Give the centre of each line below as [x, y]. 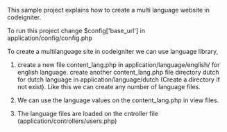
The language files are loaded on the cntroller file [87, 114]
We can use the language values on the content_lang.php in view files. [118, 100]
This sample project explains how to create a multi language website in [109, 10]
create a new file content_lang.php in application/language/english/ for [118, 65]
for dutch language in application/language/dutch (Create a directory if [118, 79]
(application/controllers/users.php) [67, 121]
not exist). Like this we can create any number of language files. [109, 87]
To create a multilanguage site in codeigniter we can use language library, [113, 51]
